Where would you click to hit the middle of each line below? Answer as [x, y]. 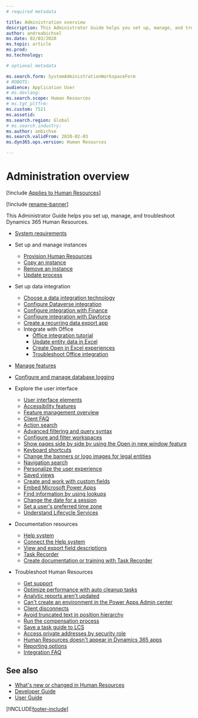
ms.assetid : [21, 115]
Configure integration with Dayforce [67, 317]
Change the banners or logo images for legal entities [87, 456]
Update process [43, 275]
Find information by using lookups [65, 493]
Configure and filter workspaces [62, 437]
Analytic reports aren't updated [61, 595]
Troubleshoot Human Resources [54, 572]
